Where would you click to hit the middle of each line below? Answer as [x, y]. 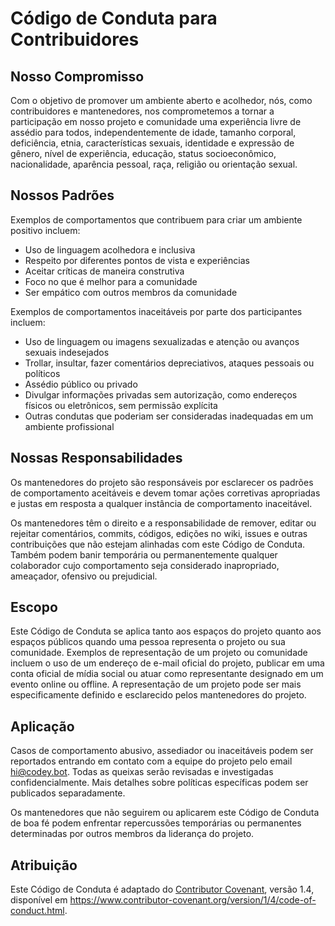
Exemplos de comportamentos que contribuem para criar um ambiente [156, 219]
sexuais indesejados [67, 352]
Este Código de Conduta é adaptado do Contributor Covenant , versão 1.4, [162, 889]
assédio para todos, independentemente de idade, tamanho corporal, [153, 132]
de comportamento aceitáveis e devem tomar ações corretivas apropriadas [165, 493]
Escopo [34, 607]
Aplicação [42, 726]
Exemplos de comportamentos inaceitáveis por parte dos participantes [156, 311]
